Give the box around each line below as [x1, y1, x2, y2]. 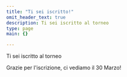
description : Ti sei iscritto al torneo [6, 20, 110, 26]
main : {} [6, 31, 28, 37]
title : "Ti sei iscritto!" [6, 8, 74, 15]
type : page [6, 25, 34, 32]
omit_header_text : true [6, 14, 66, 20]
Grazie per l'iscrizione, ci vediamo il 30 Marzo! [6, 64, 122, 72]
